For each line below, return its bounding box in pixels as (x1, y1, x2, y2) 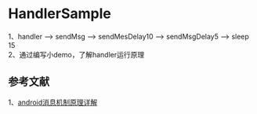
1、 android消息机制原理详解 (8, 97, 98, 107)
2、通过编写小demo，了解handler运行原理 (8, 50, 145, 59)
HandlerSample (8, 5, 111, 23)
